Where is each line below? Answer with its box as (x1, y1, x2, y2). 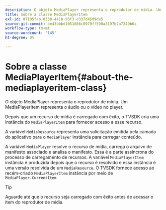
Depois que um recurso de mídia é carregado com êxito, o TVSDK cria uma (5, 113, 159, 120)
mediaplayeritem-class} (5, 82, 107, 94)
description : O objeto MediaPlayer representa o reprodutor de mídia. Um (5, 7, 162, 12)
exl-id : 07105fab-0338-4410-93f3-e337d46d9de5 (5, 16, 103, 21)
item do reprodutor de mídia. (5, 199, 64, 205)
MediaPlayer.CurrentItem (5, 175, 57, 180)
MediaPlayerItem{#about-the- (5, 72, 133, 83)
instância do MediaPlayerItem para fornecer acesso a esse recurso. (5, 119, 143, 125)
